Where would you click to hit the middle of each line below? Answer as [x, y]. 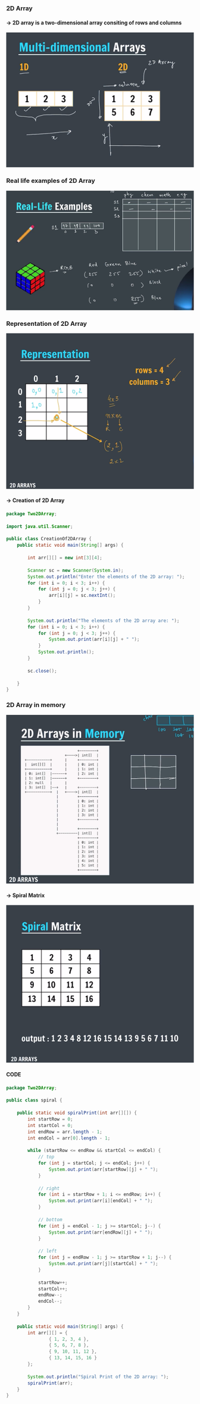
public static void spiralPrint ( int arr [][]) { [77, 1113]
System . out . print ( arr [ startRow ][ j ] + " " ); [104, 1169]
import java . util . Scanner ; [40, 526]
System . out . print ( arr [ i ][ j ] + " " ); [94, 639]
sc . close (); [43, 671]
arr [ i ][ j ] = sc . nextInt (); [82, 596]
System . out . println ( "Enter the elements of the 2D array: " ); [106, 577]
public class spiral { [34, 1100]
